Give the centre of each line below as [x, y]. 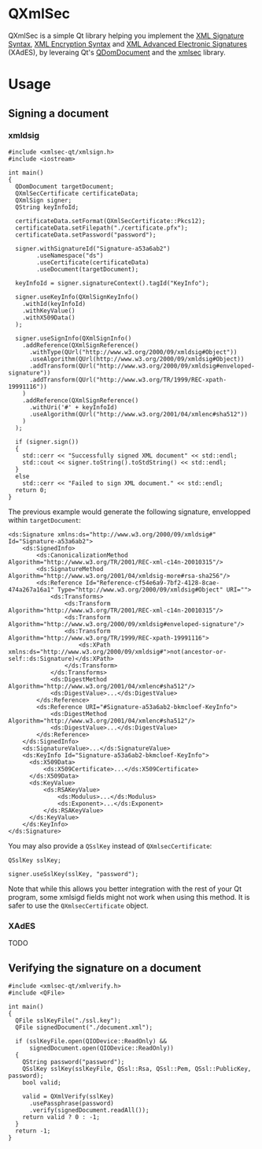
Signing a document [58, 113]
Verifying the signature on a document [105, 968]
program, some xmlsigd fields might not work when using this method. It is [129, 897]
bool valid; [42, 1082]
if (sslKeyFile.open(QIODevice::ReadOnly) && [91, 1041]
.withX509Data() [49, 317]
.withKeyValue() [49, 311]
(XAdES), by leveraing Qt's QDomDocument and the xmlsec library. [117, 52]
